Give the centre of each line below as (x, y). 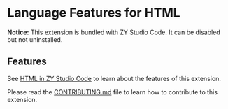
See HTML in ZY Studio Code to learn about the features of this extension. (114, 78)
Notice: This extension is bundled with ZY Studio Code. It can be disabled (114, 32)
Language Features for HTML (94, 13)
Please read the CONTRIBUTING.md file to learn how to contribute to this (113, 92)
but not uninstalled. (35, 39)
